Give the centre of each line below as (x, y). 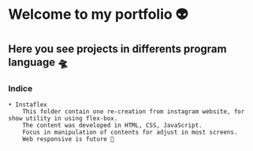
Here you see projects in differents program (117, 48)
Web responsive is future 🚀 (68, 139)
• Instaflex (28, 105)
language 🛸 (38, 62)
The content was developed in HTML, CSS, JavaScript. (112, 125)
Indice (20, 88)
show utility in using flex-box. (63, 118)
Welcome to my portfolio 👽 (98, 15)
